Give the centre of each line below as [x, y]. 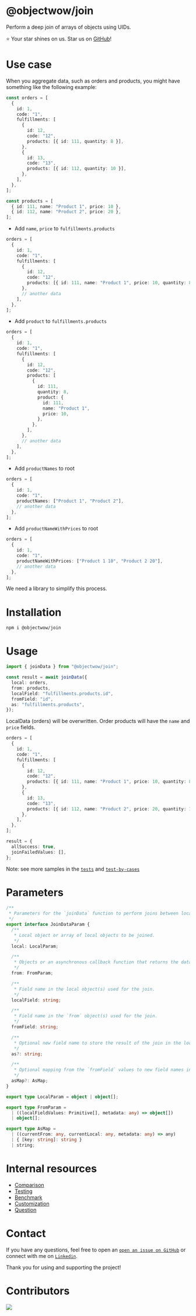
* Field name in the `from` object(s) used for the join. [86, 1016]
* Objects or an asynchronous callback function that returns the [96, 962]
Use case [29, 65]
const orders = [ [27, 98]
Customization [32, 1204]
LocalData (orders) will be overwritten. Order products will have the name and [98, 721]
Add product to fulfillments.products [60, 321]
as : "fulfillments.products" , [48, 704]
